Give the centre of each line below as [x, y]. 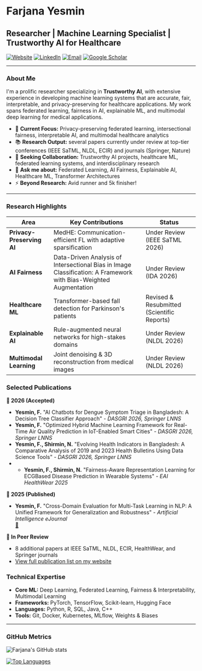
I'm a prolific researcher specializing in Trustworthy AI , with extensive [93, 92]
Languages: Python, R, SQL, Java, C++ [64, 609]
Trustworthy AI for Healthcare [64, 42]
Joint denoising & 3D [83, 354]
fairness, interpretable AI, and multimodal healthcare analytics [92, 135]
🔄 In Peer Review [28, 537]
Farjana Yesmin [46, 11]
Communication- [102, 232]
